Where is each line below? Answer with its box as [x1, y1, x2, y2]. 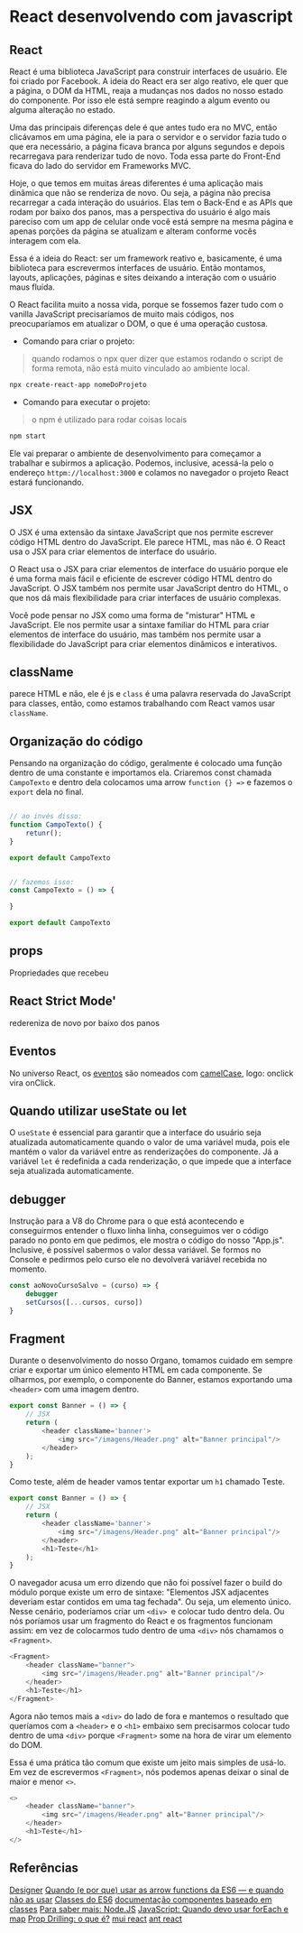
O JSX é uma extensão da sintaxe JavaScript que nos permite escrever [9, 526, 274, 538]
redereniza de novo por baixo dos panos [9, 1017, 161, 1028]
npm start [9, 431, 47, 440]
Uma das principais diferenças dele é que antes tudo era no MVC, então [9, 122, 278, 133]
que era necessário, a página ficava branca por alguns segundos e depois [9, 142, 286, 152]
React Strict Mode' [9, 994, 117, 1009]
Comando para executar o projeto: [22, 396, 151, 407]
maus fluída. [9, 282, 56, 292]
